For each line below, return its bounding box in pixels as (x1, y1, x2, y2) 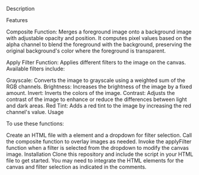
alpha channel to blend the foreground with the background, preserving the (6, 41, 192, 48)
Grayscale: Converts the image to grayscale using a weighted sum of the (6, 77, 185, 84)
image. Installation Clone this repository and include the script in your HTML (6, 151, 194, 158)
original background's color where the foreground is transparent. (6, 47, 166, 54)
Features (6, 17, 28, 23)
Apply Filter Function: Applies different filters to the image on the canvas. (6, 59, 186, 66)
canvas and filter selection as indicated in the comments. (6, 164, 147, 170)
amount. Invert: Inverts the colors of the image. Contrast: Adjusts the (6, 90, 175, 96)
